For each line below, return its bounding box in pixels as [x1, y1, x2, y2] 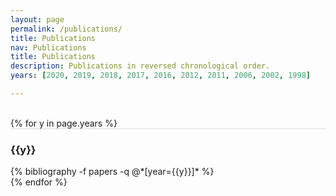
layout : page [10, 14, 65, 25]
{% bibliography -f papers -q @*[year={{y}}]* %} [10, 166, 215, 178]
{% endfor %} [10, 176, 68, 188]
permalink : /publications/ [10, 24, 123, 34]
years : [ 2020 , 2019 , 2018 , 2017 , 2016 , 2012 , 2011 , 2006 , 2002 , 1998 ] [10, 71, 311, 81]
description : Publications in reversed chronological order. [10, 61, 271, 71]
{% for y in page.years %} [10, 117, 118, 129]
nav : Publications [10, 42, 87, 53]
